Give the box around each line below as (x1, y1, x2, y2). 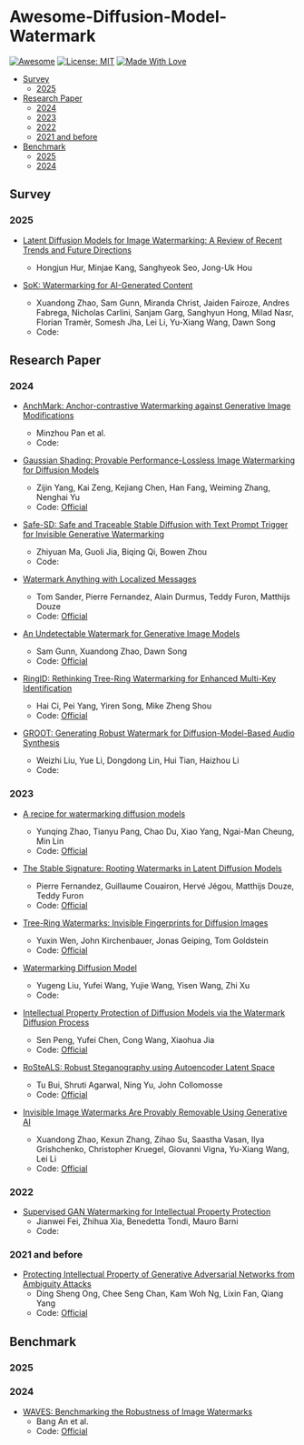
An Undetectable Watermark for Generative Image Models (22, 628, 240, 639)
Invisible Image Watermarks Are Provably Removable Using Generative (22, 1107, 288, 1118)
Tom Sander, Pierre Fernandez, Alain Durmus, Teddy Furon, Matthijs (35, 591, 290, 602)
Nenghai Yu (35, 492, 80, 503)
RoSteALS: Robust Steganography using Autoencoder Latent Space (22, 1061, 275, 1072)
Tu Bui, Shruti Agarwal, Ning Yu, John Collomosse (35, 1079, 223, 1090)
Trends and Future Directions (22, 244, 132, 256)
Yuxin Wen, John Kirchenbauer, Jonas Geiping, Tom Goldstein (35, 935, 270, 946)
